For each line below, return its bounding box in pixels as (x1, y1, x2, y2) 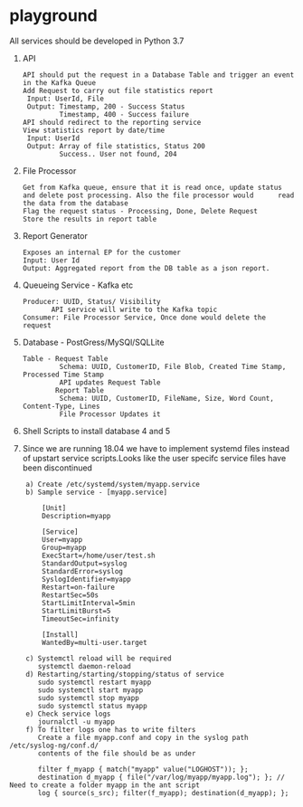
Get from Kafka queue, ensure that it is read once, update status (22, 183, 282, 192)
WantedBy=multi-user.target (42, 638, 147, 647)
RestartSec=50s (42, 590, 99, 600)
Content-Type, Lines (22, 402, 100, 411)
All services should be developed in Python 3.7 (9, 35, 185, 46)
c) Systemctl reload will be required (25, 653, 172, 663)
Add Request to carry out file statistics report (22, 86, 214, 95)
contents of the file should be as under (37, 748, 196, 758)
